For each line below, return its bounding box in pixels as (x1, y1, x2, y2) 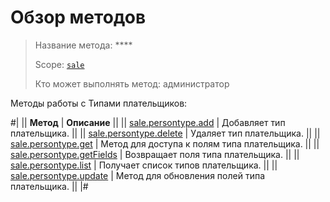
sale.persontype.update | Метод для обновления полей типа (10, 169, 266, 181)
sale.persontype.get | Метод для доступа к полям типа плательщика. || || (10, 137, 320, 150)
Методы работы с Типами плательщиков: (10, 97, 188, 109)
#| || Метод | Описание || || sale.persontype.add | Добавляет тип (10, 116, 286, 128)
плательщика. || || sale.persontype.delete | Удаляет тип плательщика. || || (10, 127, 321, 139)
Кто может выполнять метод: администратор (34, 77, 230, 90)
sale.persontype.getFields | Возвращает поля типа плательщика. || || (10, 148, 300, 160)
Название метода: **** (34, 39, 133, 51)
